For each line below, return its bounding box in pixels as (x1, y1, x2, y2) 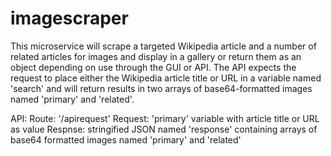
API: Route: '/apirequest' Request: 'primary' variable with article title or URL (10, 112, 320, 124)
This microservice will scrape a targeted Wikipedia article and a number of (10, 40, 317, 52)
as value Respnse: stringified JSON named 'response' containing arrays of (10, 123, 318, 135)
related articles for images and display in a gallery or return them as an (10, 50, 302, 62)
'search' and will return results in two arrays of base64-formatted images (10, 82, 313, 94)
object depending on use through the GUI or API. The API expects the (10, 61, 297, 73)
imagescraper (10, 7, 129, 30)
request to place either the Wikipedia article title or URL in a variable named (10, 72, 322, 84)
